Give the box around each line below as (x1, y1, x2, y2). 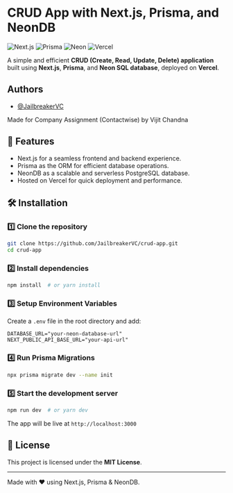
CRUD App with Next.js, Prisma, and (7, 5, 220, 21)
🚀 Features (7, 135, 55, 147)
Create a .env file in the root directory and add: (7, 317, 141, 326)
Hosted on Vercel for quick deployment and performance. (17, 176, 182, 185)
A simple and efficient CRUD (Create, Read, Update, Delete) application (7, 56, 214, 64)
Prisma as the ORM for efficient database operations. (17, 161, 169, 169)
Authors (7, 83, 44, 95)
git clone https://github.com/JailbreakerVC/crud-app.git (7, 240, 178, 247)
